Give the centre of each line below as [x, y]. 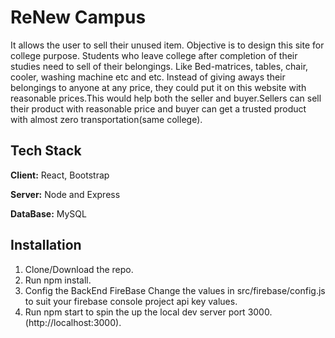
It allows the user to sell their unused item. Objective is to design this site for [167, 45]
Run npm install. [58, 280]
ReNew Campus [78, 17]
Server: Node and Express [65, 194]
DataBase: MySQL [48, 213]
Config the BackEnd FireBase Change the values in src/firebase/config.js [175, 290]
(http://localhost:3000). [73, 322]
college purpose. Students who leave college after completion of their [154, 55]
